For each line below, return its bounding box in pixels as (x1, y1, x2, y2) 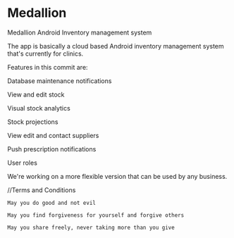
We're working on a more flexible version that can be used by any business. (7, 172, 228, 180)
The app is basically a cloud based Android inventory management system (7, 42, 224, 50)
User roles (7, 158, 37, 167)
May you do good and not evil (7, 199, 97, 206)
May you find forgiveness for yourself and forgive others (7, 211, 185, 219)
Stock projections (7, 118, 58, 126)
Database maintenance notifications (7, 76, 112, 85)
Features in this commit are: (7, 63, 88, 71)
